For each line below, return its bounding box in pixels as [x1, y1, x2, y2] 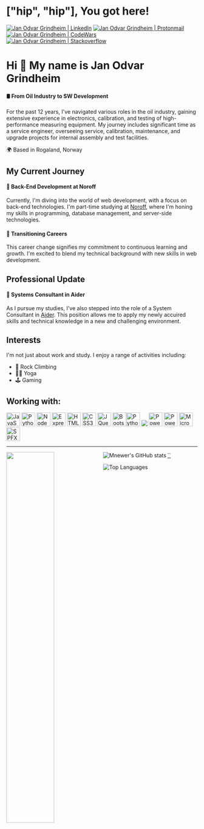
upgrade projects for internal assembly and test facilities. [6, 134, 149, 141]
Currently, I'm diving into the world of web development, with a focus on [6, 196, 187, 204]
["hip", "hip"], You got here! [6, 4, 150, 18]
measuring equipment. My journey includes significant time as [40, 121, 196, 128]
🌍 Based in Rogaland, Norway [6, 146, 83, 153]
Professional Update [6, 274, 85, 284]
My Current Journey [6, 166, 85, 176]
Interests [6, 335, 41, 345]
